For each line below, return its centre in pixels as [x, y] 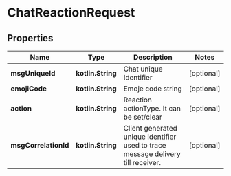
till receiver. [142, 163]
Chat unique [143, 69]
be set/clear [143, 117]
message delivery [152, 154]
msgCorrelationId [40, 145]
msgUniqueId [33, 73]
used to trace [145, 145]
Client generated [150, 128]
